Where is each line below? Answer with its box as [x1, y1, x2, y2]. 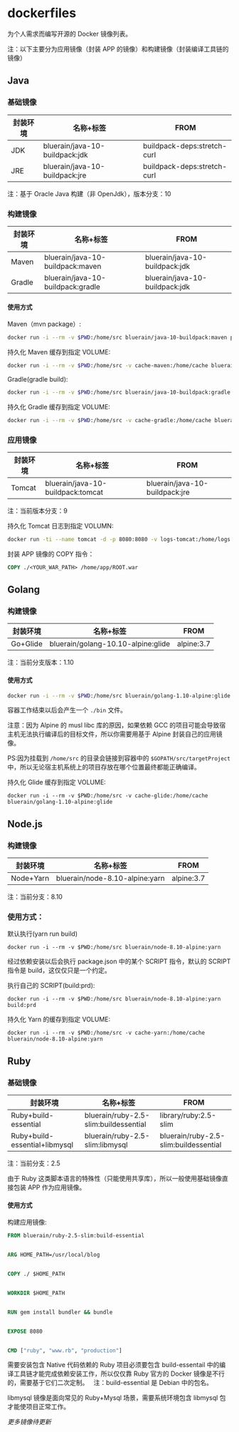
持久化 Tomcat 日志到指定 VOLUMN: [7, 521, 114, 530]
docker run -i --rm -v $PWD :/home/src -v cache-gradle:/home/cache [7, 416, 212, 424]
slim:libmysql [84, 1140, 128, 1150]
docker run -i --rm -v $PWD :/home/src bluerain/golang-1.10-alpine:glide [7, 692, 231, 700]
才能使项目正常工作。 [7, 1403, 70, 1411]
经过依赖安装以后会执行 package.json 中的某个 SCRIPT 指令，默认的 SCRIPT [7, 957, 231, 966]
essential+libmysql [11, 1140, 73, 1150]
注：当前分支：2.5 [7, 1159, 60, 1167]
